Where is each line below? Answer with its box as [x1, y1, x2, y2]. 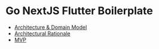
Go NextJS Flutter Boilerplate [5, 4, 153, 18]
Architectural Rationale [14, 30, 71, 37]
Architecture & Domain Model [14, 24, 87, 31]
